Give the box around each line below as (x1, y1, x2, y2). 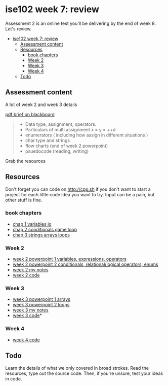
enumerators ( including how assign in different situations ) (25, 132, 148, 138)
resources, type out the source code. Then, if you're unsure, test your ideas (5, 370, 163, 376)
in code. (5, 375, 22, 381)
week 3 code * (12, 312, 42, 319)
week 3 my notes (12, 307, 49, 313)
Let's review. (5, 25, 32, 31)
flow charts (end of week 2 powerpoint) (25, 143, 108, 149)
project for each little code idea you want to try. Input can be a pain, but (5, 191, 155, 197)
